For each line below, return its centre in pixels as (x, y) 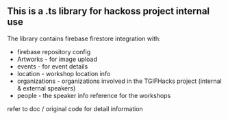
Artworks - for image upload (57, 59)
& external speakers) (46, 88)
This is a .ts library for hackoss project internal (109, 11)
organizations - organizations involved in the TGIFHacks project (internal (119, 81)
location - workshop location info (64, 73)
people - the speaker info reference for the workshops (94, 95)
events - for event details (52, 66)
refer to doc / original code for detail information (75, 108)
